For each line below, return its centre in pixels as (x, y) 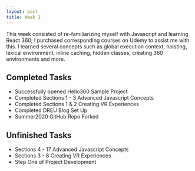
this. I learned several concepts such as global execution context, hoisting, (97, 46)
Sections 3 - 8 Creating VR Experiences (63, 156)
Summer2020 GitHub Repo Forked (57, 117)
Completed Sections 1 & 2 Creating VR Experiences (77, 104)
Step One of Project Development (55, 162)
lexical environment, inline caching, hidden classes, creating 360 (85, 52)
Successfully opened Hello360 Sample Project (71, 91)
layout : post (22, 11)
